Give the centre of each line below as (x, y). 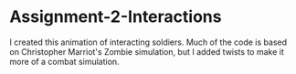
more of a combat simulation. (65, 61)
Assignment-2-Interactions (116, 17)
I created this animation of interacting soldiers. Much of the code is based (148, 42)
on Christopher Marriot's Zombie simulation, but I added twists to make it (147, 51)
